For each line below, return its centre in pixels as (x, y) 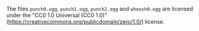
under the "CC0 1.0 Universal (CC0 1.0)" (57, 15)
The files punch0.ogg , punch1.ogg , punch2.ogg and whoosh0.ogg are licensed (100, 9)
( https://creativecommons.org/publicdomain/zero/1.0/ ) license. (85, 22)
